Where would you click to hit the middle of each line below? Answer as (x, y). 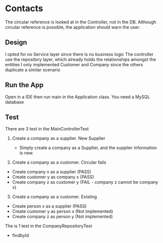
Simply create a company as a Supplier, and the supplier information (88, 148)
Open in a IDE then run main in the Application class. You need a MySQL (78, 97)
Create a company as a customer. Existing (54, 197)
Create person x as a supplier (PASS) (49, 206)
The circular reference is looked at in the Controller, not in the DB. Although (81, 22)
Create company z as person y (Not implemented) (62, 217)
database (15, 102)
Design (16, 43)
